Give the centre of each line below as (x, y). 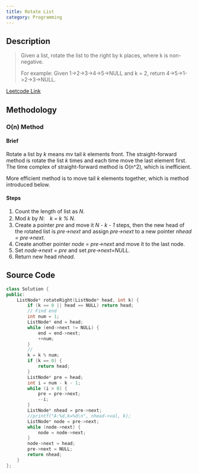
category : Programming (34, 17)
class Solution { (28, 289)
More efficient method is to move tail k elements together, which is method (97, 178)
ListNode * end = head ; (55, 322)
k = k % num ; (44, 355)
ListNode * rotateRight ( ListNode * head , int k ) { (78, 300)
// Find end (42, 311)
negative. (32, 62)
